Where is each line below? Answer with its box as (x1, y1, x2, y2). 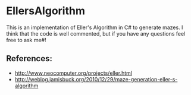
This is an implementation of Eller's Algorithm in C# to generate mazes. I (6, 24, 183, 31)
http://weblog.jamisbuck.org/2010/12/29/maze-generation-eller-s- (14, 75, 178, 83)
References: (6, 53, 52, 64)
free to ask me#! (6, 36, 46, 43)
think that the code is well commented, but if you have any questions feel (6, 30, 186, 37)
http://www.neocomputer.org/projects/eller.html (14, 69, 133, 77)
